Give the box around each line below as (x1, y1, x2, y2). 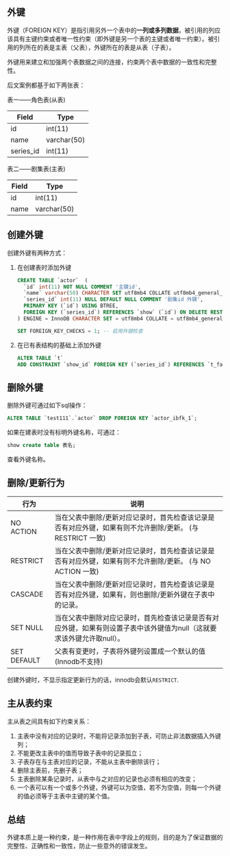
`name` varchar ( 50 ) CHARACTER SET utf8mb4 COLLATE (23, 290, 171, 297)
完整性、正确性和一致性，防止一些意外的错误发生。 (7, 842, 151, 850)
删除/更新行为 (7, 477, 65, 489)
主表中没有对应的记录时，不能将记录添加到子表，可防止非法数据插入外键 (16, 732, 221, 740)
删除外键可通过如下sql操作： (7, 401, 88, 410)
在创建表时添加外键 (16, 263, 72, 271)
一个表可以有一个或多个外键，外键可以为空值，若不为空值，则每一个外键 (16, 783, 221, 791)
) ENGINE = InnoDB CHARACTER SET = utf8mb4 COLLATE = (16, 315, 174, 322)
